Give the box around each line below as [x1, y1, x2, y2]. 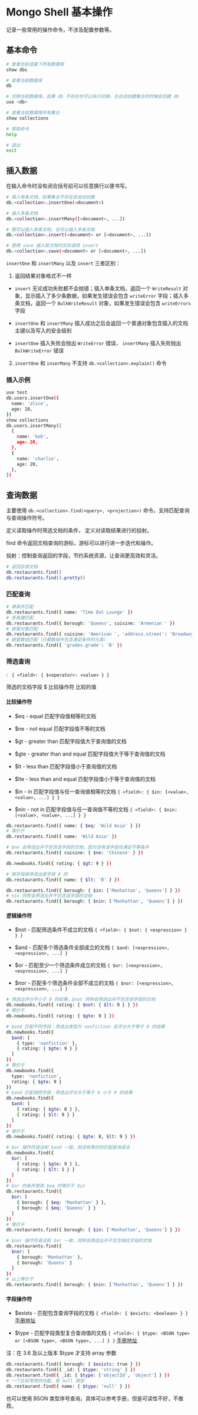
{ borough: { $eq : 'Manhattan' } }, [16, 1199, 107, 1205]
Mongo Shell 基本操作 [6, 5, 113, 19]
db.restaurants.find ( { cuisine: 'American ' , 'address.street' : [6, 631, 167, 637]
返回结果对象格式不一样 [14, 272, 72, 279]
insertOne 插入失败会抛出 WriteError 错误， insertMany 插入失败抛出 [14, 340, 181, 347]
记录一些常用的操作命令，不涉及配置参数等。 [6, 26, 115, 33]
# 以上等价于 [6, 1276, 34, 1282]
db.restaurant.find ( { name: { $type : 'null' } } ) [6, 1383, 131, 1389]
